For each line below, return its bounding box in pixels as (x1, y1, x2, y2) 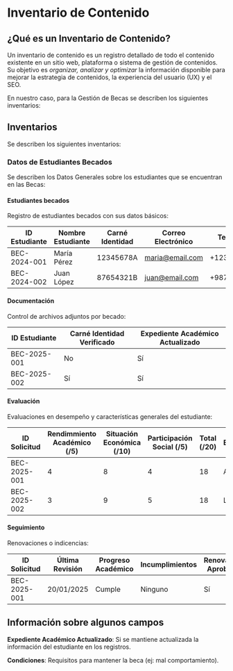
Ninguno (140, 584, 169, 594)
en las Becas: (7, 181, 46, 189)
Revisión (53, 564, 83, 574)
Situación (105, 429, 139, 438)
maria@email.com (144, 253, 203, 263)
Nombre (58, 228, 86, 238)
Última (56, 555, 80, 565)
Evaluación (7, 397, 40, 406)
